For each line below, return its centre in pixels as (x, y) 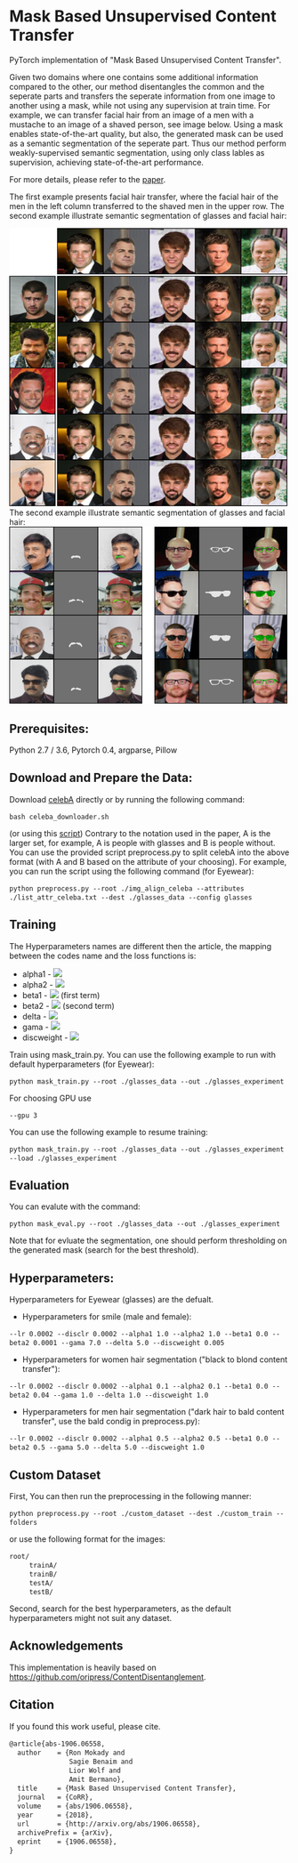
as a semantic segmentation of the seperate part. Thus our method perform (148, 143)
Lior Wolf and (95, 1770)
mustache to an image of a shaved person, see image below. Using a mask (146, 124)
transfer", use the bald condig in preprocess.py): (111, 1422)
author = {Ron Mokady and (71, 1753)
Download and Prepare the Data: (101, 778)
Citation (32, 1705)
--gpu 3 (24, 1115)
